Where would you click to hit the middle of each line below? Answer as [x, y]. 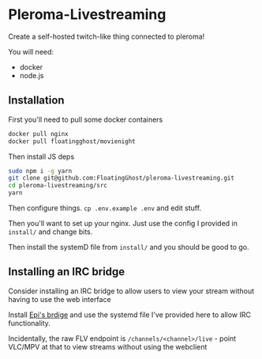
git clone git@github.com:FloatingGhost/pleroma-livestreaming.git [122, 178]
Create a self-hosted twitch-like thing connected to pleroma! [107, 36]
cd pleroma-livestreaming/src [58, 186]
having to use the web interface [60, 299]
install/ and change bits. [51, 232]
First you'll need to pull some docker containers [86, 119]
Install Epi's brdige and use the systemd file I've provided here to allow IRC [129, 315]
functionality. [30, 323]
